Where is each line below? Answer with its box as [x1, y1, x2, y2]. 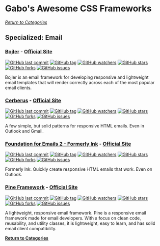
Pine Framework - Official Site [5, 184, 78, 191]
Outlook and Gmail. [5, 128, 44, 134]
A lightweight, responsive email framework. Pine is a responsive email [5, 210, 146, 215]
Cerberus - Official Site [5, 97, 61, 104]
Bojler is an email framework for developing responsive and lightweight [5, 74, 149, 80]
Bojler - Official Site [5, 48, 53, 55]
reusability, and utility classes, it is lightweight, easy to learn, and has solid [5, 220, 156, 226]
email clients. [5, 85, 32, 91]
